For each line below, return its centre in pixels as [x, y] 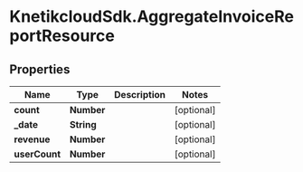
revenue [32, 139]
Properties [40, 69]
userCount [38, 154]
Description [140, 95]
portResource [62, 36]
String [83, 124]
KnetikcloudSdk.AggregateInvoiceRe [151, 17]
